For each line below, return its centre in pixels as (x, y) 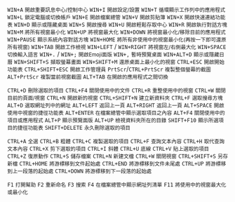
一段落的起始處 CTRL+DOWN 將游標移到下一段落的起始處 (85, 171)
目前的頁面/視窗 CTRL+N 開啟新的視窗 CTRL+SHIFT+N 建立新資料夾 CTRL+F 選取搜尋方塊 (115, 98)
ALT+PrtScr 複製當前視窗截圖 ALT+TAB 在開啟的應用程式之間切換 (88, 77)
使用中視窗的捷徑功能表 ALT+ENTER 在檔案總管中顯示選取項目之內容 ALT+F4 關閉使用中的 (116, 113)
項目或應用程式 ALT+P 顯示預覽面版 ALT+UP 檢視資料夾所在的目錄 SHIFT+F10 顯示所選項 (116, 121)
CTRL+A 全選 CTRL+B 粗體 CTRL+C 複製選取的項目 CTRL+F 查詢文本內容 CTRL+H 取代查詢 (116, 142)
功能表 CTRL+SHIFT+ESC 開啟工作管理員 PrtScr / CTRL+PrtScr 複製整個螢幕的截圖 (109, 69)
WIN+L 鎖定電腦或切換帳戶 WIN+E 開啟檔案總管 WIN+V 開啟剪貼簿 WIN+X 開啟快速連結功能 (116, 18)
